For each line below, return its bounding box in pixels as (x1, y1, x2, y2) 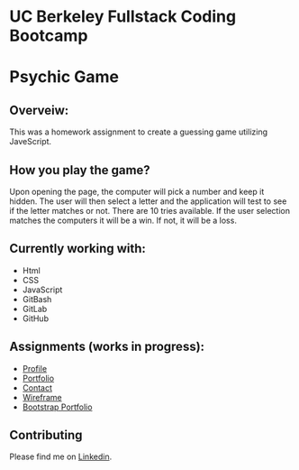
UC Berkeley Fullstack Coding (9, 6, 237, 27)
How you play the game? (9, 162, 150, 178)
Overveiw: (9, 102, 69, 118)
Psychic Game (9, 67, 120, 88)
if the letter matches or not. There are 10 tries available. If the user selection (9, 206, 291, 216)
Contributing (9, 428, 83, 443)
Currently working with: (9, 241, 147, 256)
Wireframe (22, 392, 62, 402)
